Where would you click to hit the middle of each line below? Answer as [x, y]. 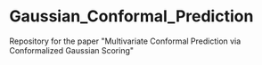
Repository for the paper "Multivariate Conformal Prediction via [125, 41]
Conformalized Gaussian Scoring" [72, 50]
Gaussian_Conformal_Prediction [131, 16]
